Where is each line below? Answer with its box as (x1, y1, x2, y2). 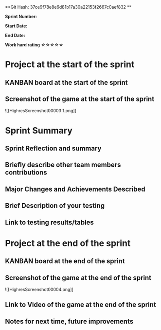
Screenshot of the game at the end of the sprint (5, 273, 152, 282)
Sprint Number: (5, 14, 37, 19)
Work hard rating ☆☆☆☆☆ (5, 42, 64, 48)
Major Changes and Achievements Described (5, 185, 146, 193)
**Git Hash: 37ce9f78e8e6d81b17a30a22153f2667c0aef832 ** (5, 4, 132, 10)
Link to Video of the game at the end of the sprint (5, 301, 157, 309)
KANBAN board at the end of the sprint (5, 257, 125, 265)
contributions (5, 168, 47, 177)
